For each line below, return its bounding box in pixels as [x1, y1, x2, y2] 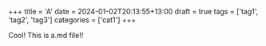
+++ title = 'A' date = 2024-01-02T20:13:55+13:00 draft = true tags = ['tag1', [8, 7, 259, 16]
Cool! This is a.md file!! [8, 31, 84, 40]
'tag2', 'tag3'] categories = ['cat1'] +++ [8, 15, 137, 25]
